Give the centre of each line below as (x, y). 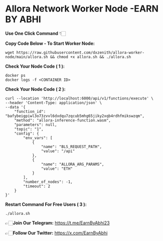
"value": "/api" (58, 151)
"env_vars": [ (38, 138)
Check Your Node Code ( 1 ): (35, 66)
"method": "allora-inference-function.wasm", (63, 120)
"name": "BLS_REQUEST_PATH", (71, 147)
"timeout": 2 (37, 186)
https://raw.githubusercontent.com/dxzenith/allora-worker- (80, 52)
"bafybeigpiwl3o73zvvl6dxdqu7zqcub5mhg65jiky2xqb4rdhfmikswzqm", (75, 116)
